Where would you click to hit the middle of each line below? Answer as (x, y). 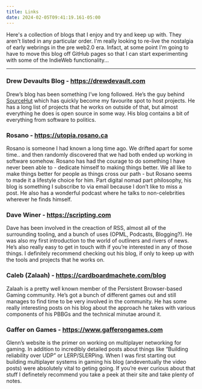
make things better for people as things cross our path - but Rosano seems (99, 174)
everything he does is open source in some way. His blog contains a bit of (98, 113)
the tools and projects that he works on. (56, 260)
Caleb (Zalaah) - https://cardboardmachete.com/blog (86, 276)
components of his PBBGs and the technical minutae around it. (84, 314)
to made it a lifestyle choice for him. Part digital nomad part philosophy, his (99, 180)
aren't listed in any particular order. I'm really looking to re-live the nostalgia (100, 41)
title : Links (23, 12)
